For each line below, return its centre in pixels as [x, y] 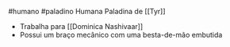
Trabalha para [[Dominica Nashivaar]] [81, 26]
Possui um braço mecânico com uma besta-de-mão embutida [121, 35]
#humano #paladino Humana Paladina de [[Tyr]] [87, 11]
